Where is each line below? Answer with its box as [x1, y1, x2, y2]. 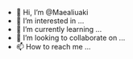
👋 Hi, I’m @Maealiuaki [15, 8, 89, 17]
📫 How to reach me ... [15, 42, 91, 51]
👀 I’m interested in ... [15, 16, 85, 26]
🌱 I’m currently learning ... [15, 25, 102, 33]
